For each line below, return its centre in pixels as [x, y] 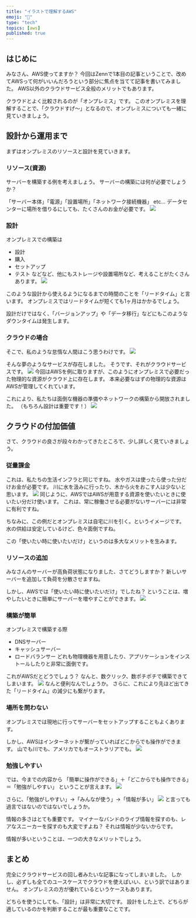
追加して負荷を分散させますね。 [65, 579]
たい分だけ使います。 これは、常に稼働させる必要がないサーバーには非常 [99, 501]
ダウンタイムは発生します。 [39, 321]
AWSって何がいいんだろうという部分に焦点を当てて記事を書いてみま [93, 81]
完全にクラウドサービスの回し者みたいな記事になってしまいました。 [88, 874]
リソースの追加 [27, 557]
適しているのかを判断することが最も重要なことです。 [70, 909]
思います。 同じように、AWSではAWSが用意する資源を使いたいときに [94, 494]
